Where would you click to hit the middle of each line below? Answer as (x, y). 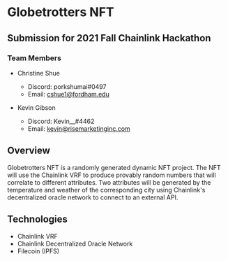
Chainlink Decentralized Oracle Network (75, 244)
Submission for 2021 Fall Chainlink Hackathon (109, 38)
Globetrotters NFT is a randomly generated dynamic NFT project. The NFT (114, 167)
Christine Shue (39, 73)
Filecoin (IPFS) (38, 251)
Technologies (38, 219)
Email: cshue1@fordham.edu (68, 94)
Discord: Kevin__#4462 (61, 121)
